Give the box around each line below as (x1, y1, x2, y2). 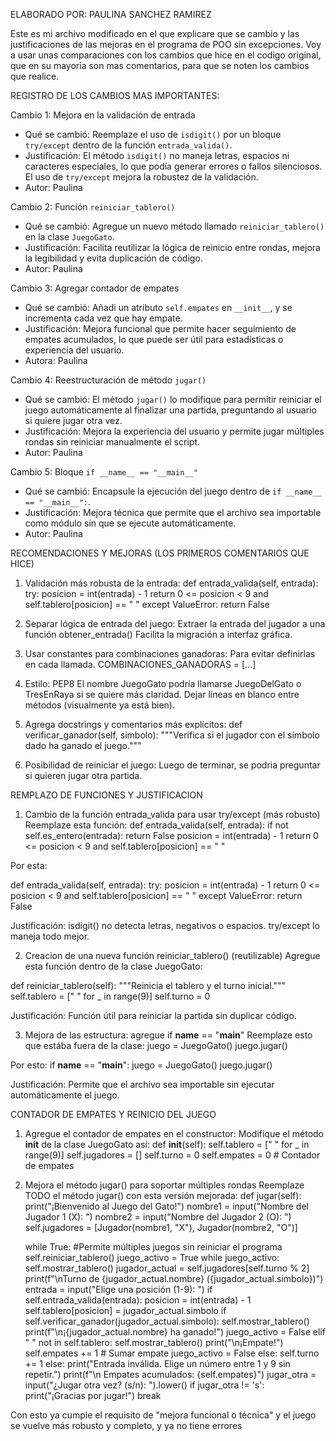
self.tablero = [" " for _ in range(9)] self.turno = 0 (10, 990, 211, 1002)
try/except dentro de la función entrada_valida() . (24, 139, 233, 151)
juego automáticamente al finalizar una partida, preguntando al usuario (24, 404, 317, 416)
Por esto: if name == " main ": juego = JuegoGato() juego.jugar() (10, 1059, 273, 1071)
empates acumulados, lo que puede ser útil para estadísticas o (24, 334, 284, 345)
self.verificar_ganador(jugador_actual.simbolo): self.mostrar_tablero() (24, 1315, 310, 1327)
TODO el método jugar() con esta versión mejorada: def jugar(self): (24, 1190, 302, 1201)
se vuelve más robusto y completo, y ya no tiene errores (10, 1420, 243, 1431)
